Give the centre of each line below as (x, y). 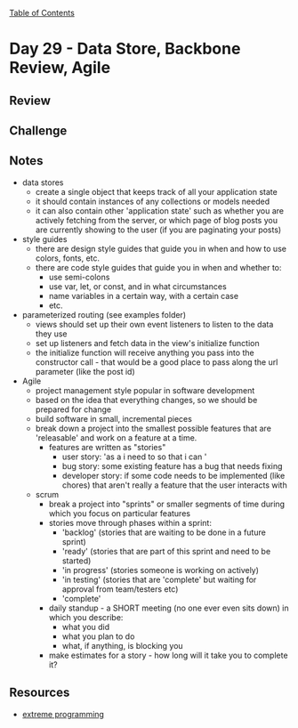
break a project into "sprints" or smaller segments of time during (167, 504)
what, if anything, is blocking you (123, 645)
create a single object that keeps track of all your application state (156, 191)
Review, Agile (60, 68)
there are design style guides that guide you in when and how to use (161, 248)
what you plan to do (98, 636)
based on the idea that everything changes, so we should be (146, 400)
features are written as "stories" (107, 447)
